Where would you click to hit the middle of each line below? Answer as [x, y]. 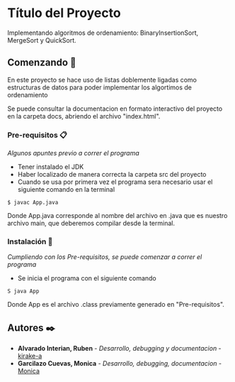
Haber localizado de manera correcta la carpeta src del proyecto [112, 175]
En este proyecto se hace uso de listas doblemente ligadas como [102, 80]
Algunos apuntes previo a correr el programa [73, 153]
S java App [23, 291]
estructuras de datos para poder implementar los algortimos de [100, 87]
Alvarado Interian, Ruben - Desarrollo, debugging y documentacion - [119, 349]
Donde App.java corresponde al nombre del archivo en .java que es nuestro [117, 216]
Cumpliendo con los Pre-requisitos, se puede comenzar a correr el [105, 257]
